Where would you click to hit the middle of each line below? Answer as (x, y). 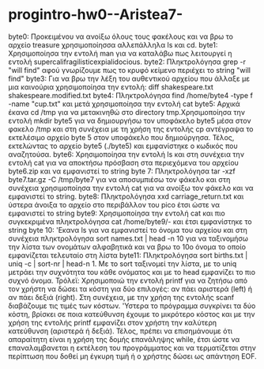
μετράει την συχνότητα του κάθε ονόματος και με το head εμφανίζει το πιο (132, 272)
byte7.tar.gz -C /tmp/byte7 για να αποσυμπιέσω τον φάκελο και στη (119, 179)
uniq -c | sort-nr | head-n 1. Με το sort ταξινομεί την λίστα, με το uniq (123, 264)
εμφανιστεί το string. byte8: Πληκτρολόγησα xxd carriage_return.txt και (126, 196)
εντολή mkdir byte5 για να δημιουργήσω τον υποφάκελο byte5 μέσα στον (130, 120)
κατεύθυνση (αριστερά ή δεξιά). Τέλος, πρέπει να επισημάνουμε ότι (121, 331)
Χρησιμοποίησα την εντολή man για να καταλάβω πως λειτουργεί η (120, 53)
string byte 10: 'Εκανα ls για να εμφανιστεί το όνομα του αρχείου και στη (128, 230)
